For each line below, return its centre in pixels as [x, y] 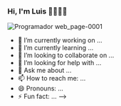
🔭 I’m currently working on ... [60, 40]
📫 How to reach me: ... [52, 78]
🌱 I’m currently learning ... [56, 48]
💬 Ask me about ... [44, 71]
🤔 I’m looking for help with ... [59, 63]
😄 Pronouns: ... [41, 88]
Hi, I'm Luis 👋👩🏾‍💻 [37, 11]
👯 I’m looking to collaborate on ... [66, 55]
